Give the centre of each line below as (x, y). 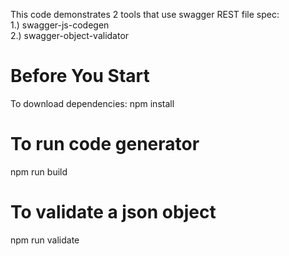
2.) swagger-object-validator (70, 35)
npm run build (39, 171)
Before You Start (80, 76)
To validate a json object (113, 212)
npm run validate (45, 240)
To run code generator (105, 144)
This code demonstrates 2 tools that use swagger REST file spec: (145, 14)
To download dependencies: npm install (92, 103)
